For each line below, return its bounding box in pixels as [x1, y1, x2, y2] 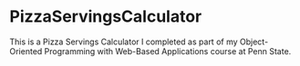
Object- [240, 36, 269, 47]
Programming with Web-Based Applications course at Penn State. [44, 45, 292, 56]
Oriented [9, 45, 43, 56]
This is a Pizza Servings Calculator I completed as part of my [9, 36, 239, 47]
